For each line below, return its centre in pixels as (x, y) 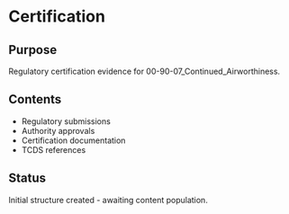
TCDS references (54, 149)
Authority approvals (58, 130)
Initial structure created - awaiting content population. (108, 200)
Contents (35, 99)
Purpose (33, 50)
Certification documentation (73, 140)
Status (27, 178)
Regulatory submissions (66, 121)
